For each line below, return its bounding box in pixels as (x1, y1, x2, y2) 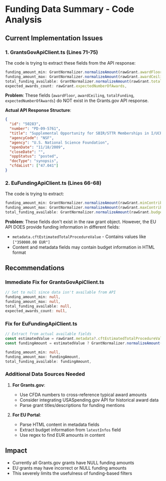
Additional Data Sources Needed (5, 371, 85, 378)
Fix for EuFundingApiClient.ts (5, 320, 78, 327)
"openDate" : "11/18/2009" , (9, 145, 65, 150)
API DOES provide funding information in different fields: (5, 224, 120, 230)
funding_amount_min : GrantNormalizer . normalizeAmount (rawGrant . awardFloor (5, 70, 163, 75)
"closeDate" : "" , (9, 149, 45, 155)
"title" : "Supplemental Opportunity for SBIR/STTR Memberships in (9, 131, 149, 136)
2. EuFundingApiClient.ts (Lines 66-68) (5, 179, 102, 186)
